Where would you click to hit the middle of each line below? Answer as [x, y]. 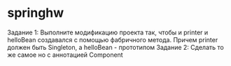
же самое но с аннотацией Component [65, 55]
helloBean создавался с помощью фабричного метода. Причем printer [113, 39]
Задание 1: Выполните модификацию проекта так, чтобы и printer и [108, 32]
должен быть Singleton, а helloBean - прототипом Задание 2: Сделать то [115, 47]
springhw [36, 13]
